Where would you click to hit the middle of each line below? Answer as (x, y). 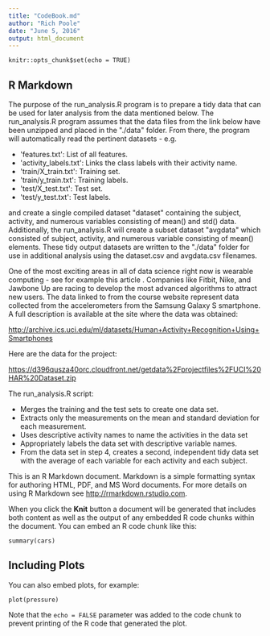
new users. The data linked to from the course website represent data (124, 297)
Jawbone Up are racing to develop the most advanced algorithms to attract (133, 289)
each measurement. (53, 426)
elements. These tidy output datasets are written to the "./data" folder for (129, 247)
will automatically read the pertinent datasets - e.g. (92, 139)
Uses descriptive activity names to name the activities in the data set (134, 435)
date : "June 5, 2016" (45, 31)
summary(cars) (32, 541)
